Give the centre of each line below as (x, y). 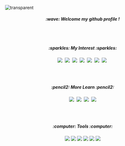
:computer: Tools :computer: (83, 126)
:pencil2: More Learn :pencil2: (83, 87)
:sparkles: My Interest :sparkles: (83, 48)
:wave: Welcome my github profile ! (83, 19)
